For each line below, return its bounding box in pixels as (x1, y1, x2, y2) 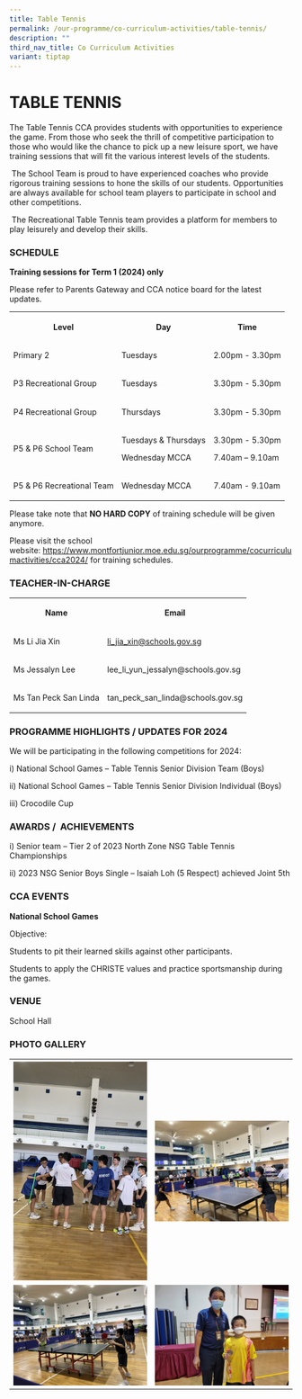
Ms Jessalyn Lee (13, 664, 76, 675)
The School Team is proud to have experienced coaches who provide (11, 168, 270, 179)
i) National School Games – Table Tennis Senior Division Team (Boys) (9, 763, 265, 774)
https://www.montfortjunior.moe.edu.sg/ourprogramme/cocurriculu (42, 544, 292, 555)
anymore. (9, 517, 45, 528)
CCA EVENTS (9, 891, 69, 903)
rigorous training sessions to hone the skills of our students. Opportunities (9, 178, 284, 189)
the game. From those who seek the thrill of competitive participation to (9, 131, 274, 143)
